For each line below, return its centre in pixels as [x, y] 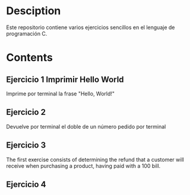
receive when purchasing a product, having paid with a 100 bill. [83, 166]
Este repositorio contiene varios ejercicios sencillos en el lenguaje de [91, 27]
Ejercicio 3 [26, 146]
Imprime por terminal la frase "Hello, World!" [60, 94]
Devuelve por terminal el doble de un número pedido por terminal [86, 126]
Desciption [34, 11]
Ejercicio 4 [26, 184]
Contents [30, 58]
